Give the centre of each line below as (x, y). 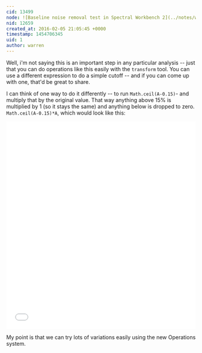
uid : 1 (14, 40)
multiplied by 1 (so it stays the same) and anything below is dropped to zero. (100, 106)
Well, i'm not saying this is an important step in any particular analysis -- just (101, 62)
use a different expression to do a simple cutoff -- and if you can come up (98, 75)
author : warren (25, 46)
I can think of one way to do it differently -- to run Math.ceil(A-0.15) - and (98, 94)
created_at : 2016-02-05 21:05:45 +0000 (56, 29)
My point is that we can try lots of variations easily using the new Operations (101, 337)
